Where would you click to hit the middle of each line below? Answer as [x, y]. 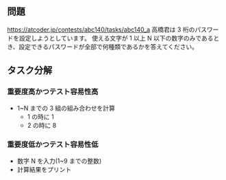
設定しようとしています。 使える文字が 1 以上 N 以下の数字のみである [116, 38]
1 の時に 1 [40, 116]
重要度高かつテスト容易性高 [53, 92]
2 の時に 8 [42, 125]
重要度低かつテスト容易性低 [53, 144]
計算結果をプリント [44, 169]
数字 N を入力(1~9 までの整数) [59, 161]
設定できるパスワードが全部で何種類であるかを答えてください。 [109, 47]
